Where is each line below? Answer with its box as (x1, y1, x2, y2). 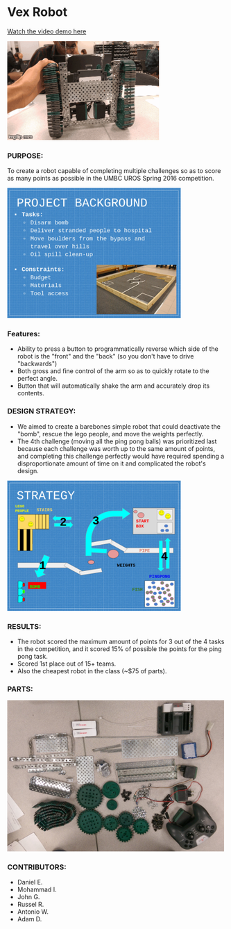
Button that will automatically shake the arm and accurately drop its (17, 381, 210, 390)
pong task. (17, 652, 49, 660)
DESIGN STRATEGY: (7, 406, 76, 416)
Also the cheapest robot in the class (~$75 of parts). (17, 666, 167, 675)
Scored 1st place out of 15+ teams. (17, 659, 117, 668)
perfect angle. (17, 375, 58, 383)
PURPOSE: (7, 151, 44, 161)
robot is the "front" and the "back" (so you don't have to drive (17, 352, 194, 361)
